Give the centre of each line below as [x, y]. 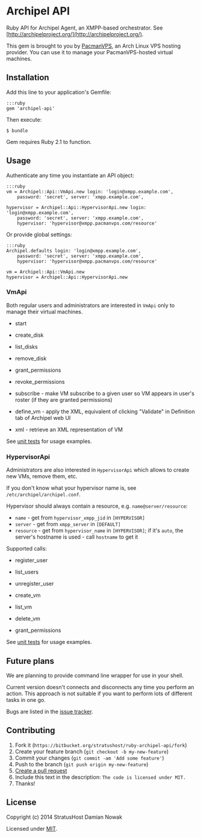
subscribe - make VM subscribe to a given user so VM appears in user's [104, 393]
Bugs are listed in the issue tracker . [50, 711]
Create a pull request [41, 771]
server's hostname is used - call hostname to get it [76, 537]
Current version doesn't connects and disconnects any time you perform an [100, 687]
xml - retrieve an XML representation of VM [69, 430]
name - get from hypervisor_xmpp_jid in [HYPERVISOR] [80, 518]
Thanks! [25, 783]
